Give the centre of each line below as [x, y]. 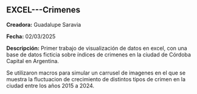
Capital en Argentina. [33, 61]
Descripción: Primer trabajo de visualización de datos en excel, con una [97, 48]
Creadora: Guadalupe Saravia [44, 24]
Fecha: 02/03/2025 [31, 36]
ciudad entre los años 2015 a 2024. [50, 86]
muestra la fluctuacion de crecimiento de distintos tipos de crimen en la [96, 79]
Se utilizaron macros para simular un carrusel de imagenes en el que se [96, 73]
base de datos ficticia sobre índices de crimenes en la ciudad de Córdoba [99, 55]
